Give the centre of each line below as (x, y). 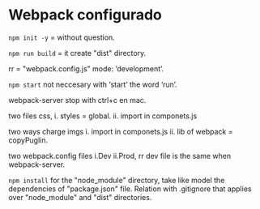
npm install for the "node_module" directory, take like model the (117, 180)
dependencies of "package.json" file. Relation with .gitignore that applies (130, 189)
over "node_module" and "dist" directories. (80, 197)
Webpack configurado (85, 15)
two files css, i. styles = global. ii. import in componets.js (103, 116)
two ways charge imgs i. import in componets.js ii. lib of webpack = (121, 131)
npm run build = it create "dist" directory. (77, 53)
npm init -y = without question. (62, 37)
